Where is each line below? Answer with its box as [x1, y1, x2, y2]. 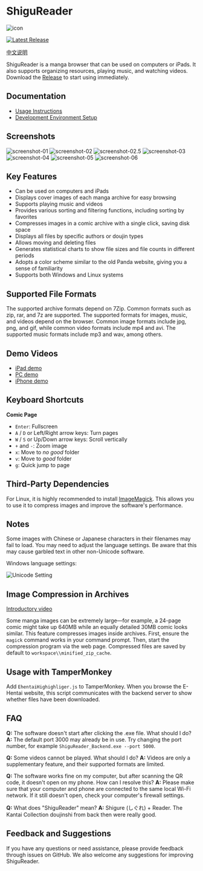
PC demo [14, 371, 39, 378]
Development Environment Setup [14, 113, 98, 121]
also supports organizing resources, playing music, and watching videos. [6, 67, 188, 74]
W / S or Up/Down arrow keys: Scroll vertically [14, 435, 128, 443]
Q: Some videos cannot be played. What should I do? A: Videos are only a [6, 754, 190, 761]
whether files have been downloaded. [6, 696, 100, 703]
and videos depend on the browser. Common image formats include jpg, [6, 318, 187, 325]
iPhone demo [14, 377, 48, 385]
